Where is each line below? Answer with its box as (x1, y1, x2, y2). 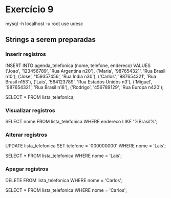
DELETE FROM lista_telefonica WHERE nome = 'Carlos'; (5, 177, 123, 183)
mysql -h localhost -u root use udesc (5, 20, 83, 27)
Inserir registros (5, 51, 46, 58)
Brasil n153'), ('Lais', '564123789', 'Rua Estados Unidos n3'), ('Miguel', (5, 78, 153, 85)
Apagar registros (5, 165, 49, 172)
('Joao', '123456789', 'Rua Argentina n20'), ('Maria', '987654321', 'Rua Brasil (5, 68, 166, 74)
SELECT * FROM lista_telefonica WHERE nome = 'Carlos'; (5, 187, 127, 193)
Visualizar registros (5, 106, 55, 114)
